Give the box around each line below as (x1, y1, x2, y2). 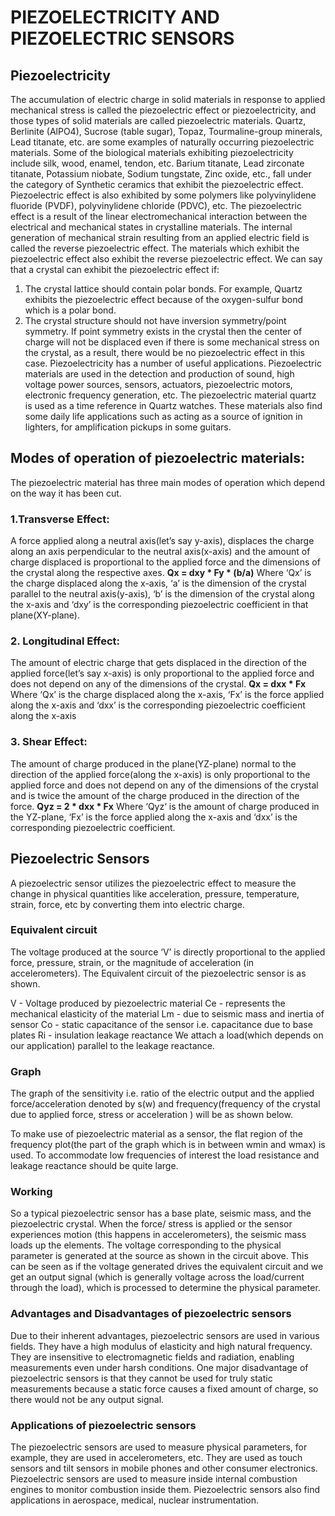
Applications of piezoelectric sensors (10, 1418, 197, 1432)
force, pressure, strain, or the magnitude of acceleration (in (10, 956, 255, 968)
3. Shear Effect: (10, 735, 88, 749)
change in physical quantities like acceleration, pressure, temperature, (10, 887, 300, 900)
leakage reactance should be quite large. (10, 1160, 179, 1172)
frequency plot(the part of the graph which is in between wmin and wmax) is (10, 1139, 326, 1151)
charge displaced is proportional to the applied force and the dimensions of (10, 556, 321, 568)
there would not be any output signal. (10, 1393, 165, 1405)
